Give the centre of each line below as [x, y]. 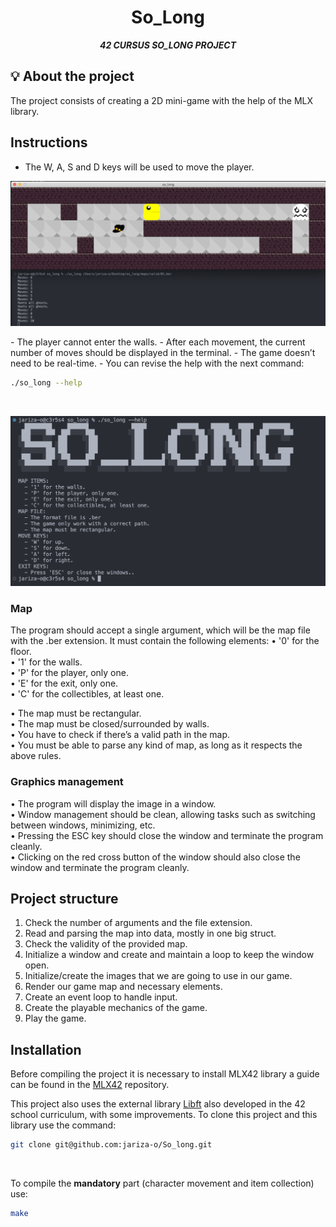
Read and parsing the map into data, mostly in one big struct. [150, 933]
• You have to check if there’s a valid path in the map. [120, 735]
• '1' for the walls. [46, 662]
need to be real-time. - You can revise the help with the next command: [157, 363]
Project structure [64, 898]
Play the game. [55, 1018]
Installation [46, 1049]
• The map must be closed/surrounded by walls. [110, 724]
